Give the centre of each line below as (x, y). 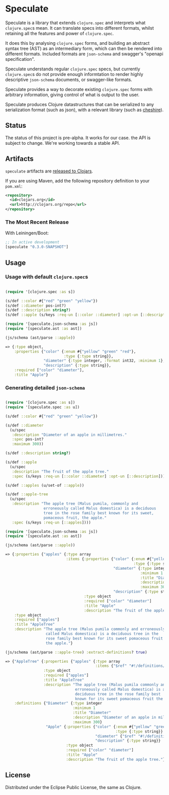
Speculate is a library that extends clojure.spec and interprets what (75, 23)
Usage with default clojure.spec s (47, 277)
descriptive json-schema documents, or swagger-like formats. (69, 79)
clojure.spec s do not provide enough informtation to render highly (74, 74)
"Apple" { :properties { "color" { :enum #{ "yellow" (99, 727)
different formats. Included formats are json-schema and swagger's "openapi (84, 54)
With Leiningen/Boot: (27, 233)
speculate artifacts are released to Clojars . (49, 171)
